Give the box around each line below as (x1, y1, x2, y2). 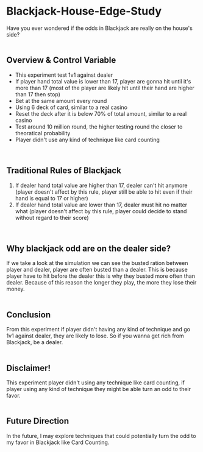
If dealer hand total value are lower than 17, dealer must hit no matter (15, 201, 188, 208)
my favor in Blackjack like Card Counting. (6, 439, 110, 446)
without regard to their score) (15, 214, 90, 221)
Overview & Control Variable (6, 55, 116, 65)
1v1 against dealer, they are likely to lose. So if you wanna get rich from (6, 332, 184, 339)
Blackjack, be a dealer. (6, 339, 63, 346)
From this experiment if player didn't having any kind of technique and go (6, 326, 191, 333)
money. (6, 285, 26, 293)
